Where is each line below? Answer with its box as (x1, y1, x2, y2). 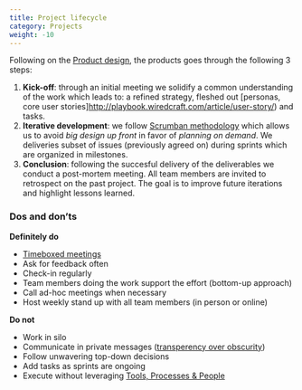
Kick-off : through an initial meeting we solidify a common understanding (22, 82, 294, 93)
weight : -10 (9, 30, 54, 39)
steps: (9, 64, 33, 75)
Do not (9, 314, 35, 325)
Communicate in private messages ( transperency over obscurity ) (22, 341, 266, 352)
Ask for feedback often (22, 258, 109, 269)
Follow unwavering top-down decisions (22, 350, 170, 362)
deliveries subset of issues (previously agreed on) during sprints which (22, 139, 288, 150)
